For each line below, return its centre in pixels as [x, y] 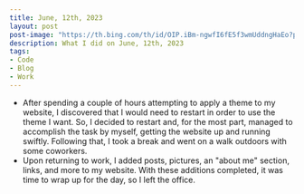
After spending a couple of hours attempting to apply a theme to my [149, 102]
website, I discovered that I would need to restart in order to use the [149, 112]
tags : [19, 52]
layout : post [34, 26]
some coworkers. [55, 150]
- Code [22, 60]
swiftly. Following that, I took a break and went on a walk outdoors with [154, 141]
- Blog [22, 69]
